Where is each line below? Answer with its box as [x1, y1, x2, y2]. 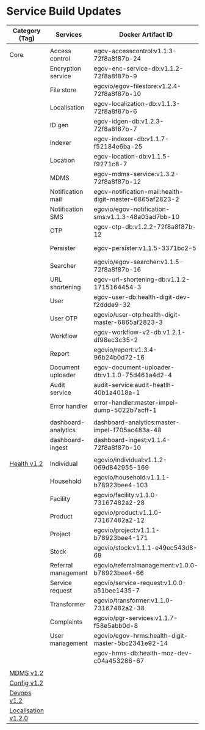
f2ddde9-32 [93, 300, 131, 309]
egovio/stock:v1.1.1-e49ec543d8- [93, 543, 198, 551]
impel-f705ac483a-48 [93, 426, 162, 434]
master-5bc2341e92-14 [93, 639, 168, 647]
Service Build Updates [6, 4, 121, 18]
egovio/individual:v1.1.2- [93, 455, 167, 464]
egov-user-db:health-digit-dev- [93, 292, 191, 301]
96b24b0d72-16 [93, 353, 145, 361]
